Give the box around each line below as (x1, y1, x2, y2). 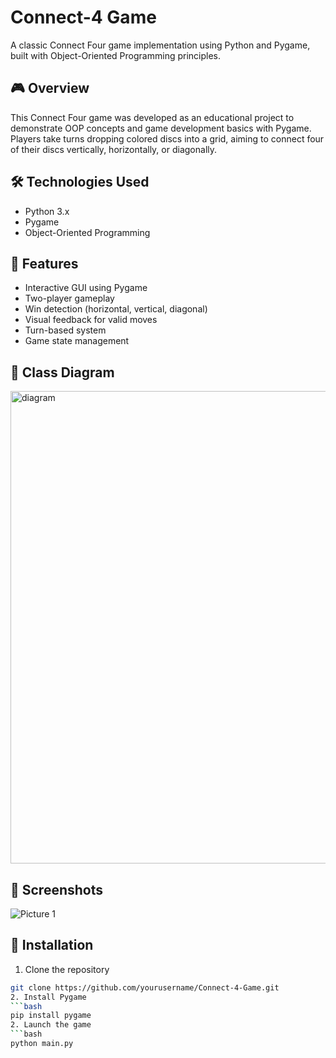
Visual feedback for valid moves (24, 314, 158, 326)
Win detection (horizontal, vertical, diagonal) (24, 303, 208, 315)
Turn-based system (24, 324, 107, 336)
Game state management (24, 335, 130, 347)
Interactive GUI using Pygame (24, 282, 148, 294)
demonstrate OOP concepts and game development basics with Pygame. (10, 122, 312, 134)
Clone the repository (24, 963, 110, 975)
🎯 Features (10, 255, 79, 272)
